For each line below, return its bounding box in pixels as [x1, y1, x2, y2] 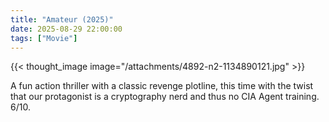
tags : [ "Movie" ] [10, 33, 78, 43]
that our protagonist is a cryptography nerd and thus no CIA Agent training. [10, 91, 320, 103]
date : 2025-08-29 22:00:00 [10, 24, 123, 34]
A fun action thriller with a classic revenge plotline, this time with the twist [10, 80, 314, 92]
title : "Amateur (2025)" [10, 14, 114, 25]
